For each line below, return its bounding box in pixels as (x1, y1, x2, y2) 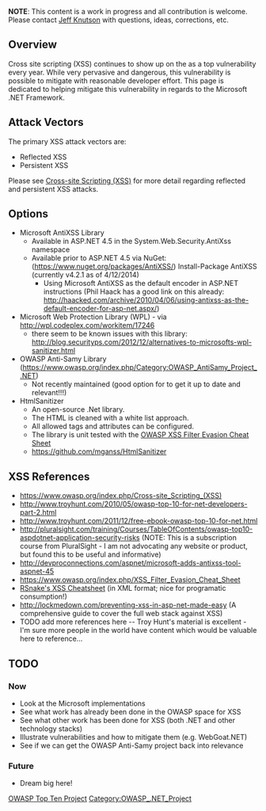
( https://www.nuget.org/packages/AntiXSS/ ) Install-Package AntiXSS (31, 261, 257, 272)
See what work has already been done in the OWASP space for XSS (19, 706, 241, 716)
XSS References (8, 470, 90, 483)
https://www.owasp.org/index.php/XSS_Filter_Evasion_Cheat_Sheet (19, 575, 241, 584)
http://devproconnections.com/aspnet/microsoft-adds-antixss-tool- (19, 558, 241, 568)
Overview (8, 38, 58, 51)
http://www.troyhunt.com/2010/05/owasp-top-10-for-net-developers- (19, 499, 248, 509)
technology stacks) (19, 724, 83, 733)
